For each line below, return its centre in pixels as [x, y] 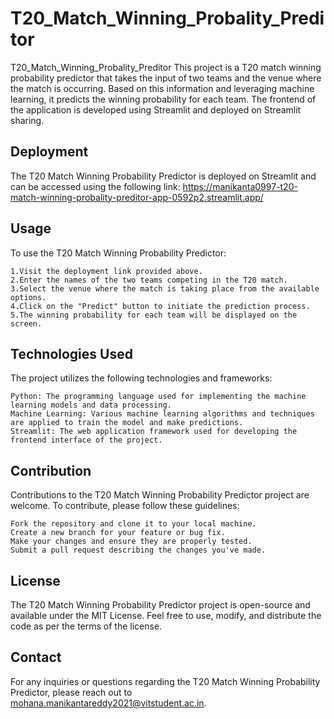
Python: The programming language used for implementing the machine [158, 397]
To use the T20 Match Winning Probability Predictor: [118, 253]
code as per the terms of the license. [86, 626]
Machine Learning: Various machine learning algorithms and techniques [162, 414]
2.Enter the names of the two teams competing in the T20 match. [149, 280]
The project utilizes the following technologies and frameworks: [141, 378]
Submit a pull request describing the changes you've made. [138, 550]
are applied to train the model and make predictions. [127, 423]
